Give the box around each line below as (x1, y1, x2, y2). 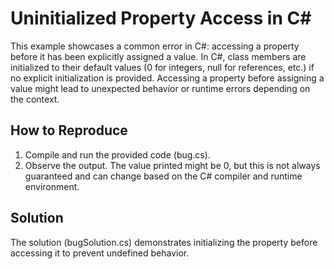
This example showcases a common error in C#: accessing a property (10, 40, 300, 52)
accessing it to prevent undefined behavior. (10, 247, 190, 259)
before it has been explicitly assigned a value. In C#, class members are (10, 50, 307, 62)
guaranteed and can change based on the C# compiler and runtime (24, 170, 303, 182)
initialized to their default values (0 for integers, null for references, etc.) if (10, 61, 315, 73)
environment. (24, 180, 80, 192)
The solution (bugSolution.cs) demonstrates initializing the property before (10, 236, 318, 248)
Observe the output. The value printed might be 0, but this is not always (24, 159, 321, 171)
